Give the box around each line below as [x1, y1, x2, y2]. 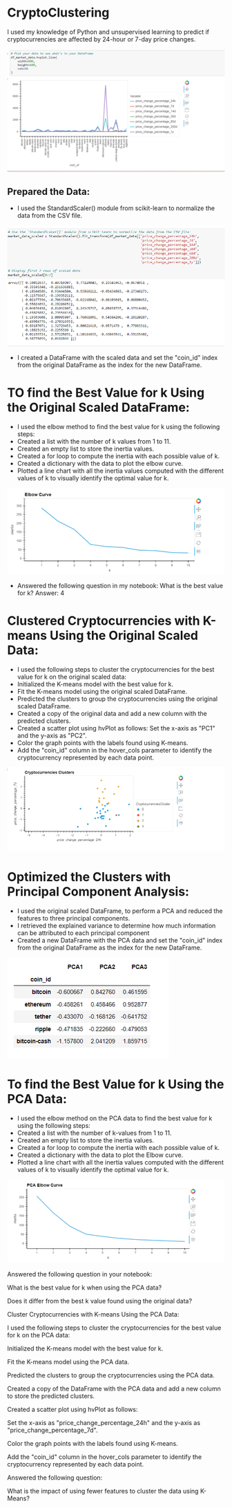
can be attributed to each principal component [17, 929, 150, 937]
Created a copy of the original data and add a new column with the [17, 710, 207, 718]
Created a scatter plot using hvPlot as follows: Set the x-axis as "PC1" [17, 724, 215, 733]
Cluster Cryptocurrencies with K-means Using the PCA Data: [7, 1310, 180, 1319]
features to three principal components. [17, 914, 130, 923]
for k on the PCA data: [7, 1331, 70, 1339]
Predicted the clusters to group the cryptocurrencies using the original [17, 695, 218, 703]
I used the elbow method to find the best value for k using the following [17, 422, 220, 431]
